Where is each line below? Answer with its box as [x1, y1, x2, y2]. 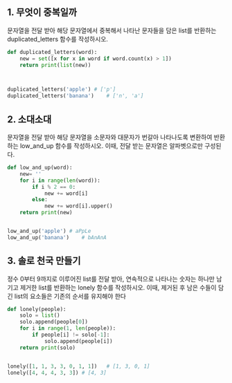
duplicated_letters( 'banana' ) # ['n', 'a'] [7, 93, 144, 100]
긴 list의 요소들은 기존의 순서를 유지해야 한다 [7, 292, 127, 300]
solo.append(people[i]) [44, 337, 113, 344]
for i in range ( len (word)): [19, 177, 100, 184]
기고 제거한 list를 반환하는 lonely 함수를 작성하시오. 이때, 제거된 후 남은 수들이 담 [7, 283, 224, 292]
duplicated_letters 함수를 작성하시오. [7, 35, 109, 43]
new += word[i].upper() [44, 203, 113, 209]
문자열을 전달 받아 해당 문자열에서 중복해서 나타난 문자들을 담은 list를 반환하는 [7, 26, 217, 35]
